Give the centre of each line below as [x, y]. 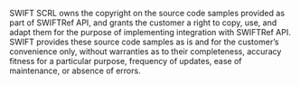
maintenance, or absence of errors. [75, 71]
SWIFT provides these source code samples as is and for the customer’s [144, 42]
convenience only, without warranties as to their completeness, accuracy [145, 52]
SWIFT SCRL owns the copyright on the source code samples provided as [147, 13]
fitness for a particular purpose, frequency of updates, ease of [126, 61]
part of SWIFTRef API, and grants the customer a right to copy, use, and [143, 23]
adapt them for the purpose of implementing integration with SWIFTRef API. [150, 32]
